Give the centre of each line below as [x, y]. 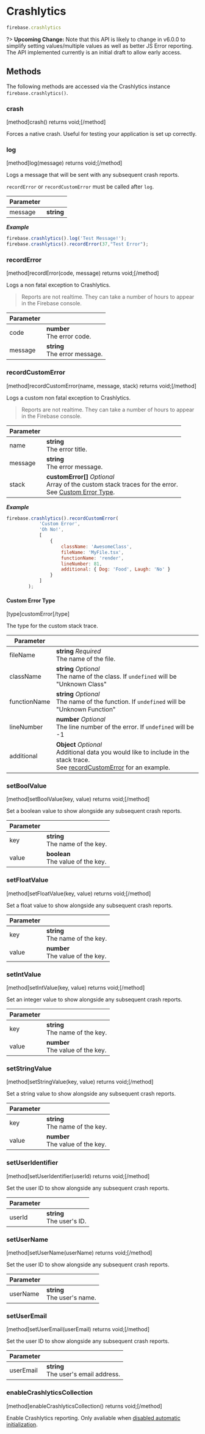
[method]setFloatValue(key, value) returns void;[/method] [79, 893]
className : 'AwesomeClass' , [96, 547]
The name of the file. [86, 659]
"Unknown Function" [86, 709]
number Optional [81, 719]
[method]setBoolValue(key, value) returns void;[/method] [78, 799]
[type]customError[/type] [38, 614]
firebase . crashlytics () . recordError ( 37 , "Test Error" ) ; [77, 244]
